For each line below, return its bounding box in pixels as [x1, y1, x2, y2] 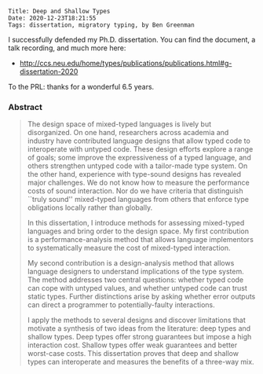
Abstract [8, 101, 43, 112]
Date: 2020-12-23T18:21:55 [8, 14, 97, 22]
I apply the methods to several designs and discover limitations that [27, 315, 246, 325]
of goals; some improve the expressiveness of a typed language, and [27, 153, 251, 163]
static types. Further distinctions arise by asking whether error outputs [27, 291, 256, 302]
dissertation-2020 [19, 67, 79, 76]
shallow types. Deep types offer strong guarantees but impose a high [27, 332, 252, 342]
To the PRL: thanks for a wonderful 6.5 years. [8, 82, 155, 91]
